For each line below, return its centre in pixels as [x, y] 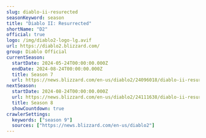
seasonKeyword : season [35, 18]
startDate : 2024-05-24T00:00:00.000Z [60, 63]
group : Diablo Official [37, 52]
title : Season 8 [32, 103]
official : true [26, 35]
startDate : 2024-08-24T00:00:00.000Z [60, 92]
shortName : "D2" [27, 29]
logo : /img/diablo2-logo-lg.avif [49, 40]
